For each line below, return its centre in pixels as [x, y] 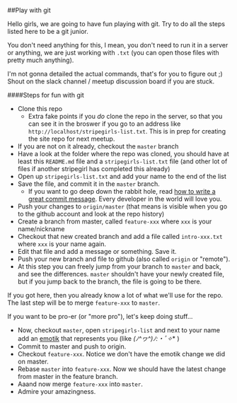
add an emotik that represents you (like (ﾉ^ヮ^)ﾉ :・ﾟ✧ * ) [98, 338]
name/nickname [41, 229]
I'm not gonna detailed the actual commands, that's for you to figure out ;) [115, 74]
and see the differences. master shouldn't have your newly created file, [121, 274]
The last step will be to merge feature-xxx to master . [84, 303]
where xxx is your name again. [62, 244]
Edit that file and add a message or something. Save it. [97, 251]
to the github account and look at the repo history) [91, 214]
